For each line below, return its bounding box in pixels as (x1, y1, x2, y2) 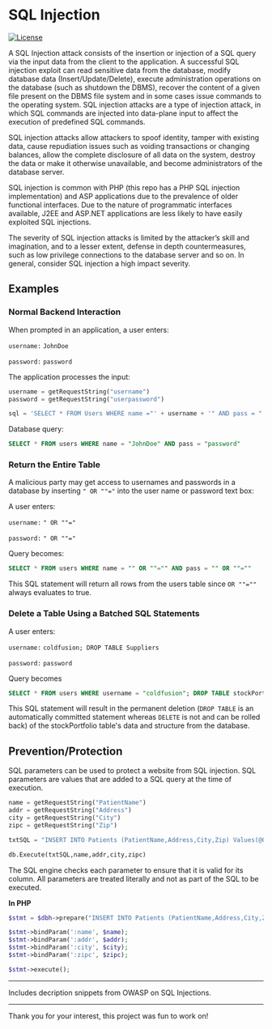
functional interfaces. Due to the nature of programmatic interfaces (8, 200, 232, 210)
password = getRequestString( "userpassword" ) (8, 395, 164, 403)
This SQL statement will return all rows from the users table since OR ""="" (8, 579, 257, 589)
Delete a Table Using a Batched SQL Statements (8, 608, 200, 619)
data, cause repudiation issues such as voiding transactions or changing (8, 141, 250, 151)
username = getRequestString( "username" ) (8, 387, 151, 396)
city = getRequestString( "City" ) (8, 814, 121, 823)
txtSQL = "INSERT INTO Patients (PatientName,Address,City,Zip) (8, 836, 230, 844)
